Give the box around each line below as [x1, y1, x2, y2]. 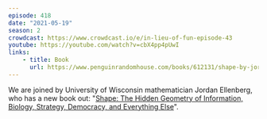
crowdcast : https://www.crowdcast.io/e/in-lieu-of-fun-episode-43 [8, 33, 233, 42]
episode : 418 [8, 11, 52, 20]
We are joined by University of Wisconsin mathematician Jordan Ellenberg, [8, 85, 253, 94]
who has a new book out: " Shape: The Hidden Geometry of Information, [8, 93, 244, 103]
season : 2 [8, 26, 41, 34]
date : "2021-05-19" [8, 19, 73, 27]
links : [8, 48, 30, 56]
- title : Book [22, 56, 69, 64]
